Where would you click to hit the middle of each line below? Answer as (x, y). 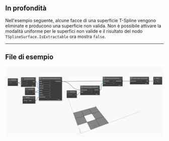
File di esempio (29, 57)
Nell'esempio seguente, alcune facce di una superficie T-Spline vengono (81, 20)
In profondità (26, 8)
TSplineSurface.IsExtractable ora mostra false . (56, 36)
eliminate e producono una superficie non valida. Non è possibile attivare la (83, 26)
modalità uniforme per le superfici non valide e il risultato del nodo (74, 31)
